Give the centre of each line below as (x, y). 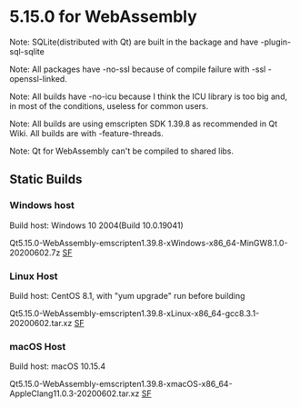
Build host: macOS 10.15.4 (58, 366)
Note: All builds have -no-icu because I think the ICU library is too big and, (149, 96)
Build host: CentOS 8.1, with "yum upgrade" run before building (127, 295)
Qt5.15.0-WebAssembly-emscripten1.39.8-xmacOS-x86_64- (121, 384)
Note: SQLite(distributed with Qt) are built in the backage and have (134, 42)
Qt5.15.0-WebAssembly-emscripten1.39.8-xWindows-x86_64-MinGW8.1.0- (149, 243)
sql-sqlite (27, 51)
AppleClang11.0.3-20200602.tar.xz (75, 393)
